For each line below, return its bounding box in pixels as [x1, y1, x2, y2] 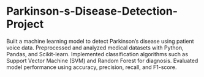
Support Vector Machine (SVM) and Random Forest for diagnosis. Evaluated [6, 57, 198, 64]
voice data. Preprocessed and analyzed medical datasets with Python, [6, 44, 184, 51]
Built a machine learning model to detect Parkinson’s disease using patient [6, 37, 194, 45]
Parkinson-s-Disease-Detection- [6, 4, 178, 18]
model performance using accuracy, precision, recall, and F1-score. [6, 63, 177, 71]
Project [6, 17, 44, 31]
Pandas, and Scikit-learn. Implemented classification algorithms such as [6, 50, 189, 57]
